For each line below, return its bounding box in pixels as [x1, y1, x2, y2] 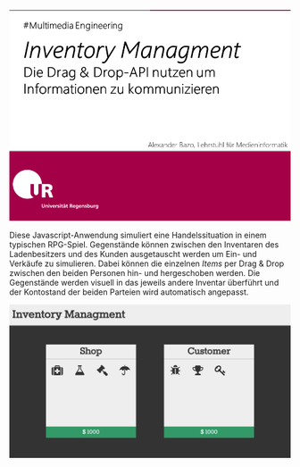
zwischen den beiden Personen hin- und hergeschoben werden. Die [9, 268, 261, 278]
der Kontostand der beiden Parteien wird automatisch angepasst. [9, 287, 249, 297]
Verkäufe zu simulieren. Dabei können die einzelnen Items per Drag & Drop [9, 258, 285, 269]
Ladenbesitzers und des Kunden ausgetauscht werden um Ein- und [9, 249, 257, 259]
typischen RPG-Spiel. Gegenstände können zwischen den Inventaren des [9, 239, 279, 250]
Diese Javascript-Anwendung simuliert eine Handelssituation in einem [9, 229, 267, 240]
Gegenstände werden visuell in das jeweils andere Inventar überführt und [9, 278, 279, 288]
